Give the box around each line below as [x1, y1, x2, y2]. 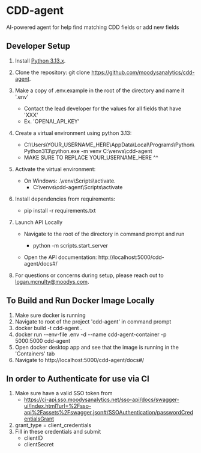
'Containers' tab [14, 350, 55, 357]
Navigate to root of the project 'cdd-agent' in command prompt [14, 317, 172, 325]
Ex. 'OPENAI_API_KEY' [23, 117, 80, 125]
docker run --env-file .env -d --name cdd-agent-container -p [14, 331, 167, 338]
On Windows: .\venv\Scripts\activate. [23, 177, 116, 184]
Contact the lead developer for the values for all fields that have [23, 105, 182, 112]
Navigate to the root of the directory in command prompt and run [23, 230, 185, 237]
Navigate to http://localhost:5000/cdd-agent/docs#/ [14, 356, 145, 363]
